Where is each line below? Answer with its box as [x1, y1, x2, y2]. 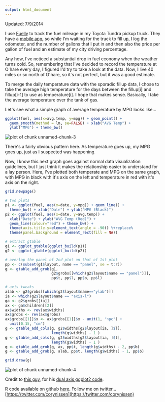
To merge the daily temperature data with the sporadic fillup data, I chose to [5, 81, 159, 87]
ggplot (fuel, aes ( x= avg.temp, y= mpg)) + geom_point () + [5, 116, 122, 121]
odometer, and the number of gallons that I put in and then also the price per [5, 41, 161, 47]
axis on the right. [5, 179, 39, 185]
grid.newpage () [5, 189, 36, 194]
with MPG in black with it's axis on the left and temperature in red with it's [5, 174, 155, 180]
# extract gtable [5, 239, 41, 244]
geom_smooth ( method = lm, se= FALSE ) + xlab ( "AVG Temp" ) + [9, 121, 132, 126]
